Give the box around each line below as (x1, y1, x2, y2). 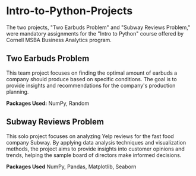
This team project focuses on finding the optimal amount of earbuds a (6, 69, 178, 76)
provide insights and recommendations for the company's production (6, 82, 176, 89)
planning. (6, 88, 29, 95)
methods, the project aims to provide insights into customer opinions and (6, 145, 185, 152)
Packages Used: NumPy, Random (6, 100, 90, 107)
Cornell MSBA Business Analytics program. (6, 36, 112, 43)
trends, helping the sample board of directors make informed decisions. (6, 151, 182, 158)
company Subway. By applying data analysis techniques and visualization (6, 139, 186, 146)
